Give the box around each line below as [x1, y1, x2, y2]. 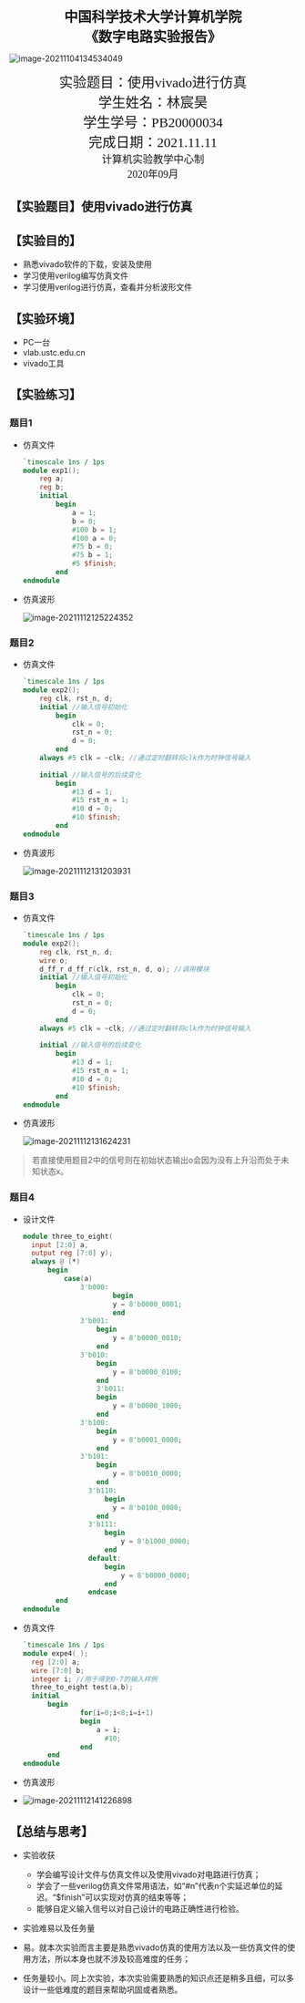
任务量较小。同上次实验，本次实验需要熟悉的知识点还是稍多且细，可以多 [22, 1973, 294, 1984]
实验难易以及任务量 [22, 1923, 96, 1934]
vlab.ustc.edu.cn [22, 347, 86, 358]
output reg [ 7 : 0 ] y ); [31, 1249, 114, 1258]
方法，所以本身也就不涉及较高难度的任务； [30, 1954, 191, 1965]
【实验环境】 [9, 311, 82, 326]
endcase [87, 1587, 117, 1597]
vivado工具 [22, 358, 65, 369]
